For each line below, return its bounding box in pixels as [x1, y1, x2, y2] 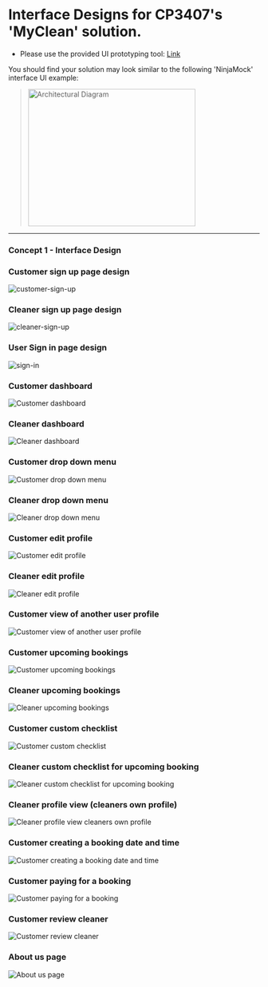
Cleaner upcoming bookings [8, 685, 121, 696]
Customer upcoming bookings [8, 647, 129, 658]
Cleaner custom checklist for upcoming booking [8, 761, 199, 772]
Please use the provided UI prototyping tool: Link [19, 49, 181, 58]
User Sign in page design [8, 342, 108, 353]
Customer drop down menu [8, 457, 117, 468]
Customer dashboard [8, 380, 93, 391]
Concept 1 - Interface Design [8, 244, 122, 256]
